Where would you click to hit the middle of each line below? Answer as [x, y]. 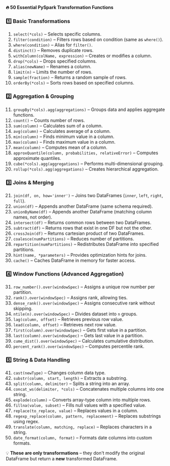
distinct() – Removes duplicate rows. [53, 50]
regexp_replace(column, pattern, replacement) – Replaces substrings [87, 416]
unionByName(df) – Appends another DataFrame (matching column [82, 211]
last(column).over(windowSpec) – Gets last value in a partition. [78, 336]
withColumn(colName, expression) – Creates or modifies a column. [82, 56]
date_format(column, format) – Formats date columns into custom [82, 438]
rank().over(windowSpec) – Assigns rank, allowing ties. [70, 298]
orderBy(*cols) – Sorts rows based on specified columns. [74, 83]
